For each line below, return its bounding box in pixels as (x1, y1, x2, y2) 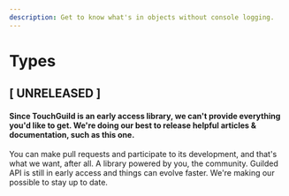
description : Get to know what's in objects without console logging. (9, 12, 275, 22)
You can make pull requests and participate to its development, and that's (9, 149, 278, 160)
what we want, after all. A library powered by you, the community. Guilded (9, 158, 278, 169)
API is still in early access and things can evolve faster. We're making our (9, 168, 276, 178)
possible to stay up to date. (9, 177, 109, 188)
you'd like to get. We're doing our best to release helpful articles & (9, 120, 256, 131)
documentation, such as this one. (9, 129, 135, 139)
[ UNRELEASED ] (9, 86, 102, 102)
